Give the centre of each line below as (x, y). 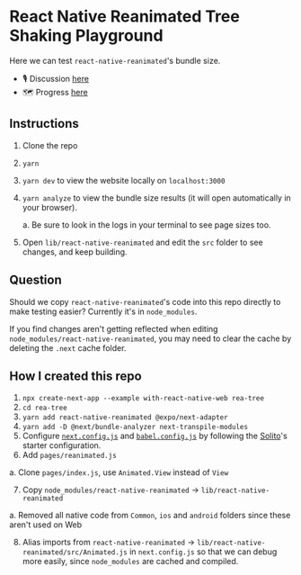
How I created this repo (75, 376)
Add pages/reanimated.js (69, 455)
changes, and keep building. (75, 252)
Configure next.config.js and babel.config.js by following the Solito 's (155, 436)
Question (35, 280)
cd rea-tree (44, 408)
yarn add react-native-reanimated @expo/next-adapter (125, 418)
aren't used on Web (46, 525)
